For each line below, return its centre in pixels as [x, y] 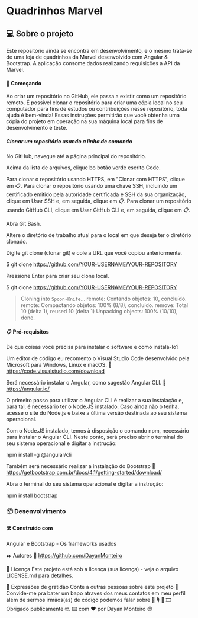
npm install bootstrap [32, 495]
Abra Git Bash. [24, 224]
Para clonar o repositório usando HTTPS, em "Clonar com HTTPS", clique [95, 180]
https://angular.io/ [28, 389]
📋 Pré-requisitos [27, 332]
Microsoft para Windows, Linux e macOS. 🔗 [59, 365]
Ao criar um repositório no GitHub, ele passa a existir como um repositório [96, 97]
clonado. [17, 242]
